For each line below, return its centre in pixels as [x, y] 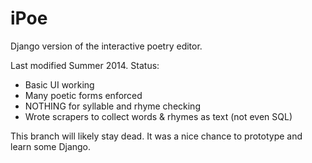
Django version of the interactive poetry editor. [106, 46]
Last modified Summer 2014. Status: [85, 65]
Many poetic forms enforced [83, 95]
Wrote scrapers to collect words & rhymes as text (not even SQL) [158, 116]
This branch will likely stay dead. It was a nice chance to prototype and [156, 136]
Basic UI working [59, 84]
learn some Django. [51, 146]
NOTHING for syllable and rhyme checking [112, 106]
